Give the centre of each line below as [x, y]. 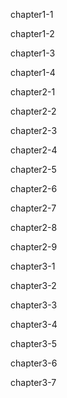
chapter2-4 [34, 150]
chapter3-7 [33, 382]
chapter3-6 [34, 363]
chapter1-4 [33, 72]
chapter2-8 [34, 227]
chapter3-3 [34, 305]
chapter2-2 [33, 111]
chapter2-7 [33, 208]
